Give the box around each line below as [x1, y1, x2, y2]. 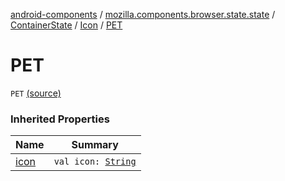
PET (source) [10, 87, 62, 99]
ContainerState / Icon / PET [10, 19, 123, 31]
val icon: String [53, 156, 137, 168]
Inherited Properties [10, 112, 110, 126]
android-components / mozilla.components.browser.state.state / [10, 9, 276, 20]
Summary [71, 138, 119, 152]
